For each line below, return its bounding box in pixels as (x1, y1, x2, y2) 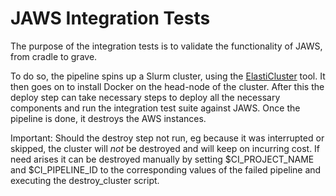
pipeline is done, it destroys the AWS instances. (10, 112, 207, 124)
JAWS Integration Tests (10, 7, 211, 30)
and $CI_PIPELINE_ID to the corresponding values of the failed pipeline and (10, 163, 322, 176)
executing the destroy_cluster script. (10, 174, 160, 186)
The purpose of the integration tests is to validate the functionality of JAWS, (10, 40, 323, 52)
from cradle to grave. (10, 50, 98, 62)
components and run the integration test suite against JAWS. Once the (10, 102, 301, 114)
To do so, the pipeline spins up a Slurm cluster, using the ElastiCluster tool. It (10, 70, 326, 82)
